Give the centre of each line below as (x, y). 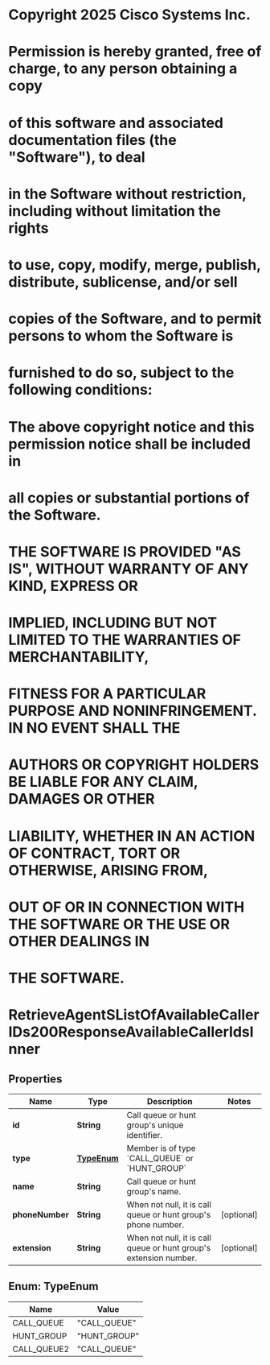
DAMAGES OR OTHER (82, 799)
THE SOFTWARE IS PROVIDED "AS (125, 551)
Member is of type (161, 1148)
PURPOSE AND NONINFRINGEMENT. (133, 711)
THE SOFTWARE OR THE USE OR (119, 924)
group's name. (154, 1191)
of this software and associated (116, 123)
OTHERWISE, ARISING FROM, (108, 870)
